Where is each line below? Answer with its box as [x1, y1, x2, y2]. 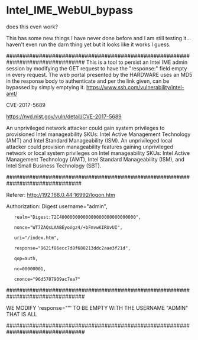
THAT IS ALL [6, 310, 37, 318]
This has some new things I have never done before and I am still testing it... [6, 34, 191, 41]
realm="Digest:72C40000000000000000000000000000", [14, 214, 142, 220]
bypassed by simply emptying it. [6, 83, 86, 90]
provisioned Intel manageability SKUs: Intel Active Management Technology [6, 131, 191, 138]
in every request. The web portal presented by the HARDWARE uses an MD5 [6, 71, 193, 78]
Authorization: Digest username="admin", [6, 202, 108, 210]
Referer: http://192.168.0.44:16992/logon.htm [6, 191, 115, 198]
